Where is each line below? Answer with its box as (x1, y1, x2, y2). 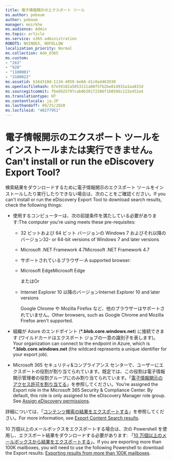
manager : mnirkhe (5, 22, 43, 27)
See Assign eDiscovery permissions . (12, 398, 91, 404)
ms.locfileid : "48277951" (5, 108, 61, 113)
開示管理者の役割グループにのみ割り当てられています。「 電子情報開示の (12, 375, 163, 381)
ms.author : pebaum (5, 12, 45, 17)
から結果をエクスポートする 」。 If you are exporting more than (32, 438, 162, 445)
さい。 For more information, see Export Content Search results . (5, 415, 140, 421)
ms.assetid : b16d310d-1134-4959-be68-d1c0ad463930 (5, 79, 116, 84)
